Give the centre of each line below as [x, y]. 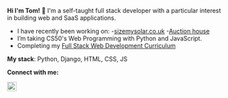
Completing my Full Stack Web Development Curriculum [96, 46]
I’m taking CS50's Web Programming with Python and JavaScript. [109, 38]
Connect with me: [33, 72]
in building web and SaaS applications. [62, 18]
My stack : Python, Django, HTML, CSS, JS [67, 59]
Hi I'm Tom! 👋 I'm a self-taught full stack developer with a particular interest [114, 11]
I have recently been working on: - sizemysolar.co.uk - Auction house [113, 31]
